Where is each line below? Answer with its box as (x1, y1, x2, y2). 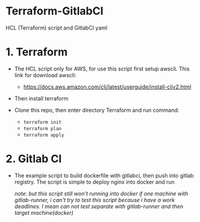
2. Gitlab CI (5, 152, 62, 166)
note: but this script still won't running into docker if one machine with (14, 190, 189, 197)
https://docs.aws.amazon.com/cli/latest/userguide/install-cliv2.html (23, 83, 192, 90)
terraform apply (23, 132, 64, 138)
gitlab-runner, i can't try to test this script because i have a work (14, 196, 175, 203)
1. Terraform (5, 45, 68, 59)
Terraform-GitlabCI (5, 4, 104, 18)
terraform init (23, 119, 61, 125)
